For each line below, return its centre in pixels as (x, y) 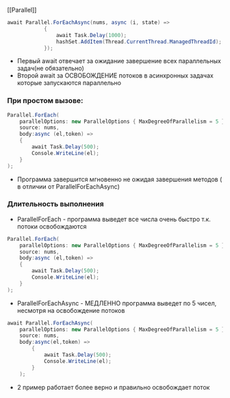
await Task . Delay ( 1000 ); (91, 35)
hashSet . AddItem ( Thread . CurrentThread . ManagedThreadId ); (139, 42)
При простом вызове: (45, 101)
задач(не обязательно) (50, 69)
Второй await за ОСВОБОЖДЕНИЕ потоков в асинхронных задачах (115, 75)
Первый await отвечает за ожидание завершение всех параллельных (119, 61)
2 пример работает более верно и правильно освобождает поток (113, 387)
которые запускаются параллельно (69, 83)
